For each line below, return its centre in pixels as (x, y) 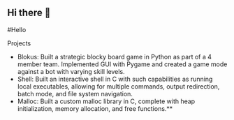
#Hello (17, 29)
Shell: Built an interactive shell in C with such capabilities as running (115, 79)
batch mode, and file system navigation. (75, 93)
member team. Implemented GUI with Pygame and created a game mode (122, 64)
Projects (19, 43)
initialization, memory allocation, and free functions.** (95, 108)
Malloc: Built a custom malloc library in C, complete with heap (106, 101)
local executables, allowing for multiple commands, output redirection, (118, 86)
